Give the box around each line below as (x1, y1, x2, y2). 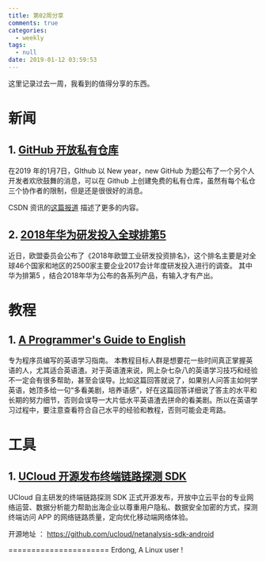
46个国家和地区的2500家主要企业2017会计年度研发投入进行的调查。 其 (14, 260, 246, 270)
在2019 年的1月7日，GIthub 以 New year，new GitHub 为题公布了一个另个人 (8, 166, 255, 175)
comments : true (8, 19, 59, 27)
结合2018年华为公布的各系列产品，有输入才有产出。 (48, 271, 218, 280)
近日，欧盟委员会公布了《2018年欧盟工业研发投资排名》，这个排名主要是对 (8, 251, 249, 260)
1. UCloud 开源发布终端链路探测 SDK (8, 470, 188, 483)
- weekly (15, 33, 44, 42)
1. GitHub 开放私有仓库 (8, 144, 119, 157)
